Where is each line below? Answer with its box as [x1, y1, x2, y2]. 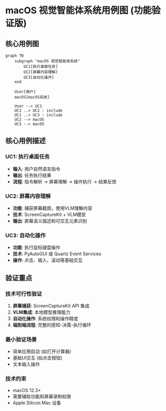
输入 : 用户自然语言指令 [12, 165, 60, 172]
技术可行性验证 [5, 290, 42, 297]
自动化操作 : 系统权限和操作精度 [12, 315, 78, 322]
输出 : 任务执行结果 [12, 172, 52, 178]
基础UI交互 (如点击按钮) [12, 355, 63, 361]
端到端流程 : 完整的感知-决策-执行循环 [12, 322, 91, 328]
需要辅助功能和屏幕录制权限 [12, 393, 72, 399]
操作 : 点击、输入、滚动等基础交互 [12, 257, 83, 263]
